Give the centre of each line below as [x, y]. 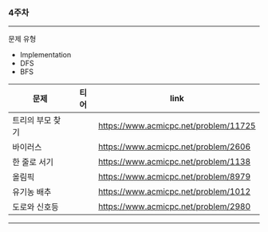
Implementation [45, 55]
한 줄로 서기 [33, 163]
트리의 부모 [32, 120]
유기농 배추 [32, 192]
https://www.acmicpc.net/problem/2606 [175, 147]
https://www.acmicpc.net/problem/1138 [175, 162]
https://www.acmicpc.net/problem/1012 [175, 191]
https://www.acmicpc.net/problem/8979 [175, 177]
